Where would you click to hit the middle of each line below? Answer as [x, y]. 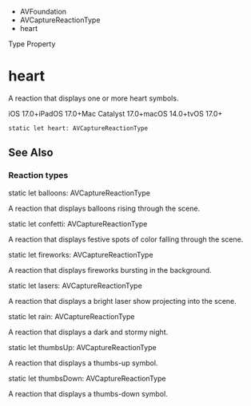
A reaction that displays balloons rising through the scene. [104, 208]
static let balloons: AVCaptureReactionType [79, 193]
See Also [31, 153]
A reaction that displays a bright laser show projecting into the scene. [123, 301]
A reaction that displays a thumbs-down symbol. [88, 393]
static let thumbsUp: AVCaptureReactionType [83, 347]
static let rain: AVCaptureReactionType [72, 316]
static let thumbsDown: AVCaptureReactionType [87, 378]
